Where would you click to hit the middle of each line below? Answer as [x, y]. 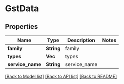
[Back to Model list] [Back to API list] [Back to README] [61, 76]
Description [81, 40]
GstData [22, 9]
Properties [21, 27]
